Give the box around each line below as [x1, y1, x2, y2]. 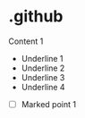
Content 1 [8, 36, 44, 46]
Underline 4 [21, 81, 65, 92]
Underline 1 [21, 53, 64, 63]
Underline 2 [21, 63, 65, 73]
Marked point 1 [21, 98, 77, 109]
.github [8, 6, 64, 27]
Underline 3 [21, 72, 65, 82]
